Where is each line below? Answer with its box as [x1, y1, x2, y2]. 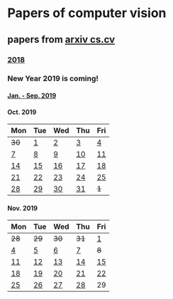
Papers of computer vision [7, 5, 167, 21]
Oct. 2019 [7, 107, 37, 116]
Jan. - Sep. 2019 [7, 91, 57, 100]
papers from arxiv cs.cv [7, 33, 116, 46]
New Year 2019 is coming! [7, 73, 99, 83]
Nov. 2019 [7, 204, 38, 212]
